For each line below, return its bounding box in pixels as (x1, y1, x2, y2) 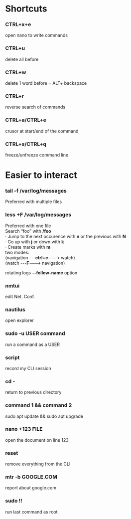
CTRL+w (5, 69, 26, 76)
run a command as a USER (5, 341, 60, 348)
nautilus (5, 306, 26, 313)
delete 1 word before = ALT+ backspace (5, 80, 87, 86)
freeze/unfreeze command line (5, 151, 69, 158)
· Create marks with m (5, 244, 51, 250)
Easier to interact (5, 169, 77, 181)
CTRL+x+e (5, 21, 31, 28)
